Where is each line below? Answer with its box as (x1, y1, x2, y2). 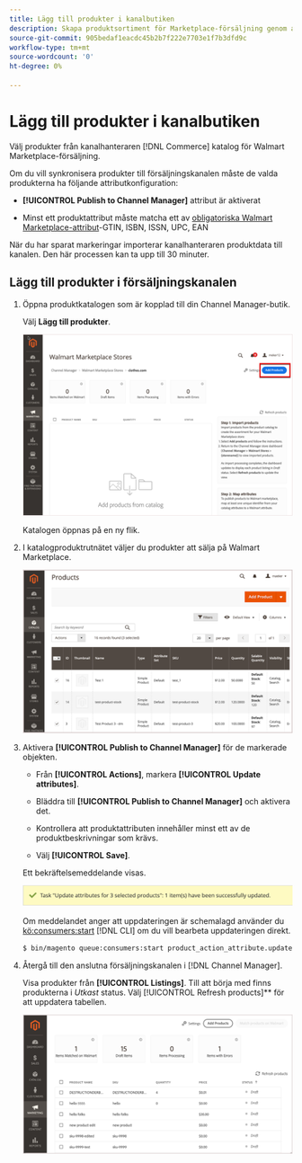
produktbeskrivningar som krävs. (35, 832, 159, 843)
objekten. (22, 751, 58, 762)
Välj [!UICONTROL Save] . (35, 849, 130, 860)
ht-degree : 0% (9, 62, 63, 71)
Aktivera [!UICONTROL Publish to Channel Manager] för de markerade (22, 741, 288, 752)
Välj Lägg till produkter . (22, 315, 111, 327)
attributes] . (35, 778, 79, 789)
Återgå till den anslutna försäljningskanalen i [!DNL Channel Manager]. (22, 960, 283, 971)
